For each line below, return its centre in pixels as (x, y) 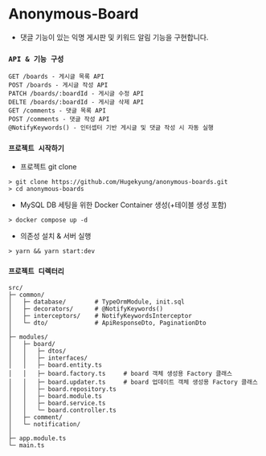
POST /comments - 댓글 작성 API (59, 120)
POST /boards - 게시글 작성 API (58, 85)
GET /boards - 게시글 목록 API (56, 77)
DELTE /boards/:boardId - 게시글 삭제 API (76, 102)
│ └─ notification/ (45, 424)
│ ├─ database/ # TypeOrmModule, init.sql (96, 302)
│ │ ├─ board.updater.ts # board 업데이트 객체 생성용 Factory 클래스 (133, 382)
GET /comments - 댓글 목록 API (57, 111)
